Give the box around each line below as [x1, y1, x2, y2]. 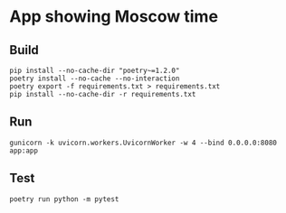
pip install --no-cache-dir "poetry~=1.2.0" [9, 66, 180, 75]
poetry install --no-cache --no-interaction [9, 74, 180, 83]
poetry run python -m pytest [9, 194, 119, 204]
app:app [9, 146, 39, 155]
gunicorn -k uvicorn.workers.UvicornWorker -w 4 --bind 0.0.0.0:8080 [9, 138, 278, 147]
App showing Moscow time [9, 6, 219, 27]
